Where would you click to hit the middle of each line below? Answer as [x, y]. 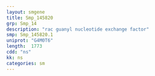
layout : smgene [26, 12]
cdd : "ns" [19, 52]
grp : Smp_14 [21, 23]
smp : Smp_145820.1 [30, 35]
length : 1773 [25, 47]
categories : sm [26, 63]
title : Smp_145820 [30, 18]
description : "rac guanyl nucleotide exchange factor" [78, 29]
